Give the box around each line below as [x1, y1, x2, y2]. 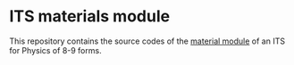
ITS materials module [9, 6, 171, 27]
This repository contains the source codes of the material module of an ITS [9, 36, 286, 46]
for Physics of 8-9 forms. [9, 45, 102, 55]
